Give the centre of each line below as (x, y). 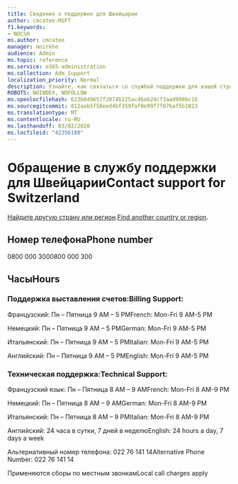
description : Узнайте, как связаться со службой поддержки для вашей (112, 86)
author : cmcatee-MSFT (39, 21)
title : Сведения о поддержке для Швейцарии (73, 14)
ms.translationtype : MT (42, 113)
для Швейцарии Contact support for (117, 182)
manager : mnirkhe (33, 47)
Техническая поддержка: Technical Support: (87, 374)
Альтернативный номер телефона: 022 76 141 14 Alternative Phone (106, 452)
